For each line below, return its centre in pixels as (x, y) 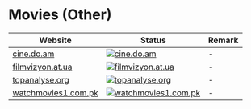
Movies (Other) (60, 15)
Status (153, 40)
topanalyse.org (41, 79)
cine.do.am (33, 54)
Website (55, 40)
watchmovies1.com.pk (55, 92)
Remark (224, 40)
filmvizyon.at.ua (42, 67)
